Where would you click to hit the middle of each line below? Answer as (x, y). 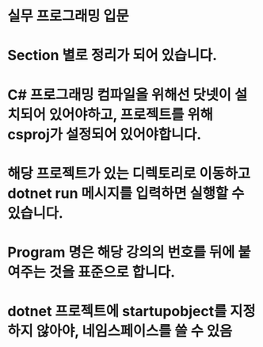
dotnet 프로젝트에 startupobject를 (117, 312)
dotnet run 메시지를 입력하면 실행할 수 (126, 193)
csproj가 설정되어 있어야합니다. (105, 134)
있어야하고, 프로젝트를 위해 (131, 114)
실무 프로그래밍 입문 (69, 16)
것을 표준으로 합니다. (112, 272)
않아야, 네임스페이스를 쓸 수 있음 (134, 332)
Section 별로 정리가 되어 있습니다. (112, 55)
